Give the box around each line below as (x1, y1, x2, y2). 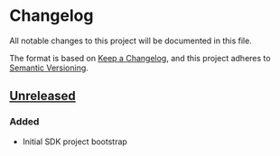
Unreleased (9, 88, 77, 104)
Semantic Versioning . (9, 62, 89, 73)
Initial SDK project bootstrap (22, 136, 128, 147)
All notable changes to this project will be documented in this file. (9, 35, 253, 46)
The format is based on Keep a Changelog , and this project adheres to (9, 52, 271, 63)
